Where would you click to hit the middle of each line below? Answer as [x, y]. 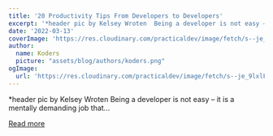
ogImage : [23, 69]
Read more [27, 123]
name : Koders [38, 53]
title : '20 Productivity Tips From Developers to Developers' [116, 16]
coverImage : [28, 38]
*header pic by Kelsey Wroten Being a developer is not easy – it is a [121, 99]
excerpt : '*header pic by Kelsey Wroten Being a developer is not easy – [138, 23]
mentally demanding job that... [59, 108]
